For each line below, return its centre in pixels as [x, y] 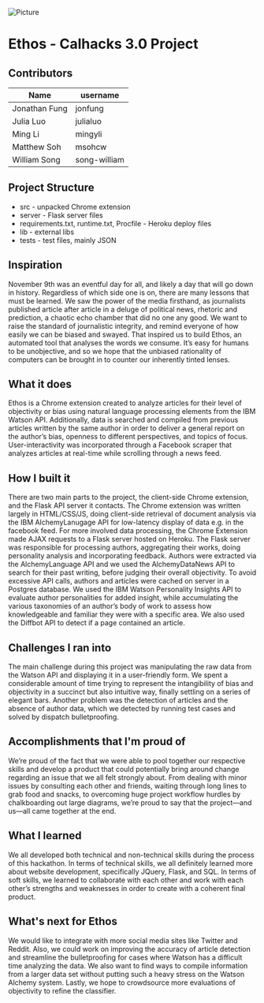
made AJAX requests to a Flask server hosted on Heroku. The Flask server [129, 539]
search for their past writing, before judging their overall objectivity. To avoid [132, 572]
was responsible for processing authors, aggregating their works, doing [125, 547]
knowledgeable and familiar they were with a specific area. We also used [126, 614]
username [100, 95]
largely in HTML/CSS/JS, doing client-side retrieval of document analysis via [132, 514]
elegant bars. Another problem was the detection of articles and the [118, 700]
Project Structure [51, 188]
